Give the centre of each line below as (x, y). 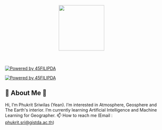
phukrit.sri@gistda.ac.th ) (30, 122)
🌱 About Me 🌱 (26, 93)
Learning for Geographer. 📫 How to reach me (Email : (59, 115)
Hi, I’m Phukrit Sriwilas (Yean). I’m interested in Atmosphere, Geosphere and (81, 105)
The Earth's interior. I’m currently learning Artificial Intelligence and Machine (81, 110)
